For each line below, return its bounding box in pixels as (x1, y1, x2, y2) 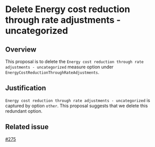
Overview (5, 45, 37, 54)
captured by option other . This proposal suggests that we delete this (5, 103, 148, 109)
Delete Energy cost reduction (5, 4, 130, 15)
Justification (5, 84, 46, 92)
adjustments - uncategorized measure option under (5, 64, 114, 70)
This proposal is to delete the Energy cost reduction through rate (5, 59, 144, 64)
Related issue (5, 123, 49, 131)
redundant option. (5, 108, 43, 114)
